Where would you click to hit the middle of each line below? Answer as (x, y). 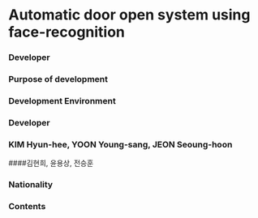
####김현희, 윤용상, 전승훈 (51, 163)
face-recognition (67, 32)
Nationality (31, 185)
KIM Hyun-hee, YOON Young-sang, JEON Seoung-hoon (120, 144)
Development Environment (62, 100)
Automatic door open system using (129, 15)
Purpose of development (58, 79)
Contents (27, 207)
